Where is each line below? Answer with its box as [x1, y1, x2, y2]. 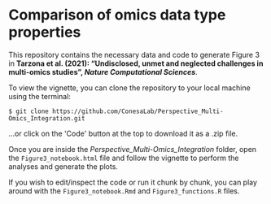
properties [8, 23, 81, 41]
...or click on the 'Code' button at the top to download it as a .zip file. [8, 128, 238, 138]
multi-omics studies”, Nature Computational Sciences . [8, 67, 198, 76]
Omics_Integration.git [8, 114, 85, 123]
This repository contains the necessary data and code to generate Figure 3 [8, 50, 260, 59]
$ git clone [8, 107, 49, 115]
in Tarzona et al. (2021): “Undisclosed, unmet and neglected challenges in [8, 59, 264, 68]
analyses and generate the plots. [8, 161, 118, 171]
